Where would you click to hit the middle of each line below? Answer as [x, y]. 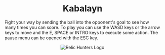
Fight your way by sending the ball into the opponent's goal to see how [77, 22]
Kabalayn [82, 9]
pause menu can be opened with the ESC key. [51, 38]
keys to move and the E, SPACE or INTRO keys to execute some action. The [82, 32]
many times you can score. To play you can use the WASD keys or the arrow [82, 27]
